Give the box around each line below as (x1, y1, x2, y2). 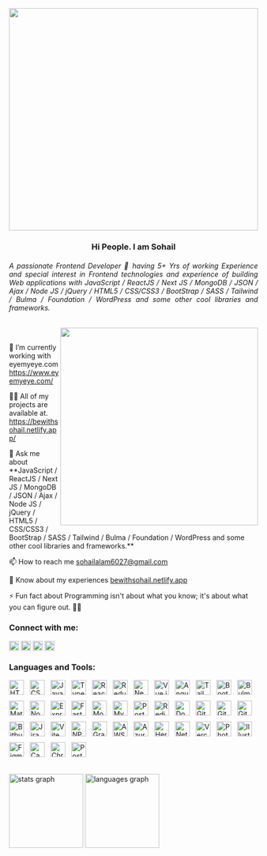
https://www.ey (9, 368, 59, 378)
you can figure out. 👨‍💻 (9, 602, 82, 612)
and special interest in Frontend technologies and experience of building (9, 269, 258, 279)
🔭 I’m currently (9, 343, 57, 353)
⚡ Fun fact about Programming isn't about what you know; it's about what (9, 591, 248, 601)
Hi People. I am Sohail (91, 241, 176, 252)
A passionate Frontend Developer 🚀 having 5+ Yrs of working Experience (9, 261, 258, 270)
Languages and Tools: (9, 662, 96, 673)
